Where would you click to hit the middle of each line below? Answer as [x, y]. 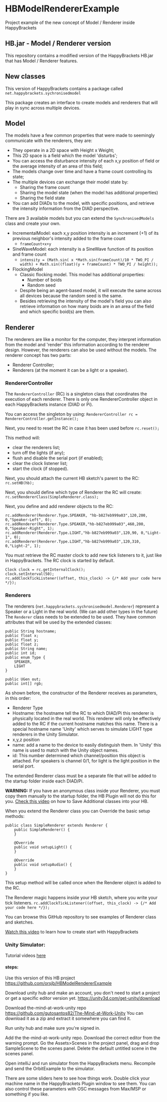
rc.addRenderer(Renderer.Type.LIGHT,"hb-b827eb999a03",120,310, [73, 542]
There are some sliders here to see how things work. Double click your [78, 1078]
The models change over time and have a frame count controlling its [82, 171]
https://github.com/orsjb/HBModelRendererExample [58, 983]
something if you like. [27, 1094]
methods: [15, 816]
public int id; [21, 653]
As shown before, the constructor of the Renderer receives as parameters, [82, 693]
